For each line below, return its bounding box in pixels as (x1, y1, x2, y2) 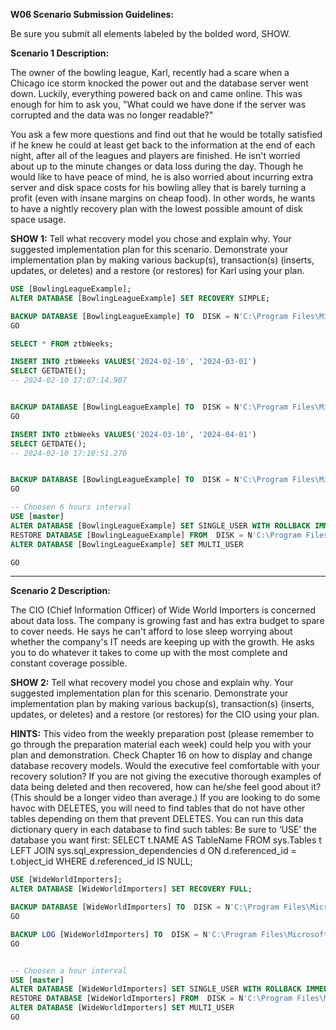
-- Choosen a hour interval (10, 965, 128, 976)
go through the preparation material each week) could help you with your (10, 739, 312, 751)
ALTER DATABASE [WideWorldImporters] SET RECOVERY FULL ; (10, 884, 253, 894)
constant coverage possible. (10, 657, 128, 669)
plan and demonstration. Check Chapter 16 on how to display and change (10, 749, 313, 761)
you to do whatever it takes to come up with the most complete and (10, 647, 288, 659)
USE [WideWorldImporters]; (10, 875, 123, 885)
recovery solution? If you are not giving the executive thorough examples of (10, 770, 322, 783)
